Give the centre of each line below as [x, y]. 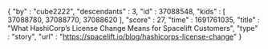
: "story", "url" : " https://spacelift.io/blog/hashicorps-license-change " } [125, 36]
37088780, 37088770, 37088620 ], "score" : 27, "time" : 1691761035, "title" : [134, 20]
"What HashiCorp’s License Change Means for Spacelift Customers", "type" [133, 28]
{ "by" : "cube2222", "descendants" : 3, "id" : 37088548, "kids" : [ [117, 11]
